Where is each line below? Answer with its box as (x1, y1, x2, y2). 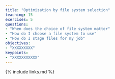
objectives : (5, 41, 31, 46)
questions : (5, 21, 28, 27)
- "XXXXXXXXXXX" (5, 55, 40, 60)
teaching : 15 (5, 12, 33, 17)
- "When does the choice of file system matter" (5, 27, 110, 32)
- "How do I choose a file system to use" (5, 31, 97, 36)
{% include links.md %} (5, 69, 55, 75)
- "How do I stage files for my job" (5, 36, 85, 41)
